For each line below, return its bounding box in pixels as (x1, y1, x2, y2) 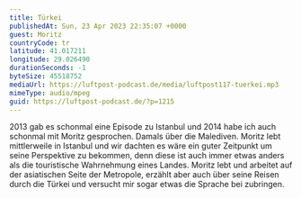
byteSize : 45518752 (9, 72, 83, 81)
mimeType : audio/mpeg (9, 88, 91, 97)
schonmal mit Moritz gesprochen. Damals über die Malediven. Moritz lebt (9, 131, 281, 142)
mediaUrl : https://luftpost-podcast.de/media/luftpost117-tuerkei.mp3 (9, 80, 279, 89)
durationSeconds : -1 (9, 64, 87, 73)
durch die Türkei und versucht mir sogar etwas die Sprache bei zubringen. (9, 179, 285, 190)
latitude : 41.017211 (9, 47, 87, 56)
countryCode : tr (9, 38, 70, 48)
